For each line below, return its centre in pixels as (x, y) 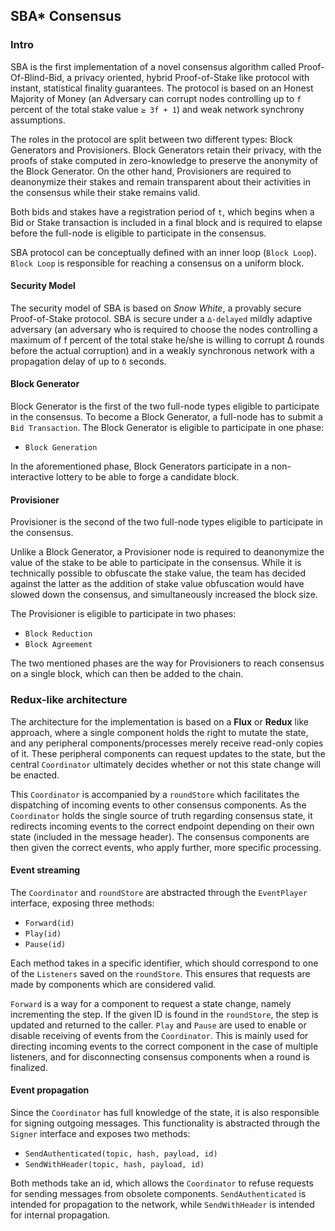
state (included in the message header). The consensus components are (160, 836)
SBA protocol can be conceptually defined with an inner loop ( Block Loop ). (163, 252)
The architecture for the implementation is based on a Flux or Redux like (159, 721)
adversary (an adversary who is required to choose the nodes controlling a (164, 329)
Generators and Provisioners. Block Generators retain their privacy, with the (166, 150)
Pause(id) (45, 944)
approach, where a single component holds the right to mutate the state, (159, 732)
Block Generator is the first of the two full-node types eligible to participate (165, 406)
